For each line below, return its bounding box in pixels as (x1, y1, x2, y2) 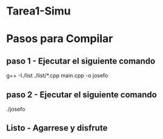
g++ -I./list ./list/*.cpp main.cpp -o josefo (6, 72, 108, 79)
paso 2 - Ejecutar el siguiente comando (6, 89, 158, 100)
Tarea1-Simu (6, 4, 71, 18)
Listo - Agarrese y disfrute (6, 123, 108, 134)
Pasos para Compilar (6, 32, 113, 46)
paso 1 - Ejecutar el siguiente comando (6, 56, 156, 66)
